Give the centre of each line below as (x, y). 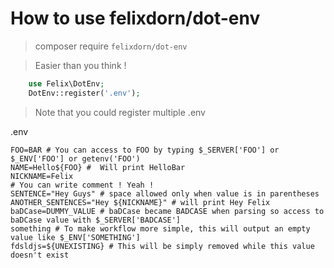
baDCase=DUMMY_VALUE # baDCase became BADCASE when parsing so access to (167, 211)
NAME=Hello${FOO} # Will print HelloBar (98, 167)
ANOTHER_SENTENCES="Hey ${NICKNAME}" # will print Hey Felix (140, 202)
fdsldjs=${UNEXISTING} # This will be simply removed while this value (162, 246)
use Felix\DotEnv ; (66, 83)
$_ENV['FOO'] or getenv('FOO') (75, 158)
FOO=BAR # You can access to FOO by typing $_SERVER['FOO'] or (145, 150)
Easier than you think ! (80, 65)
